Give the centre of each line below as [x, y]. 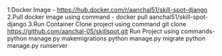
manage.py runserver [38, 46]
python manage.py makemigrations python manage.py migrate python [106, 38]
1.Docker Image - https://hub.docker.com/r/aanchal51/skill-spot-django [107, 10]
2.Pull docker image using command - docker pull [77, 17]
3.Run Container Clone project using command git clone [107, 24]
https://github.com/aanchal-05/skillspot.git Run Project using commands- [111, 31]
